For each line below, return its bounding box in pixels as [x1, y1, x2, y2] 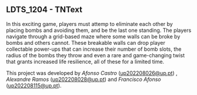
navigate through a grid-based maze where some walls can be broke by [6, 32, 181, 40]
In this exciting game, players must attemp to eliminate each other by [6, 20, 173, 27]
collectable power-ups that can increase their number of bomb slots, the [6, 45, 182, 53]
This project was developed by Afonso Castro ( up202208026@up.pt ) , [6, 69, 178, 76]
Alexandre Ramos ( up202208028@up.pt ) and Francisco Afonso [6, 76, 162, 83]
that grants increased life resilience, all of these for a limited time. [6, 58, 165, 65]
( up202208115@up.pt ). [6, 82, 62, 89]
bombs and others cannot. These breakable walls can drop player [6, 39, 166, 46]
